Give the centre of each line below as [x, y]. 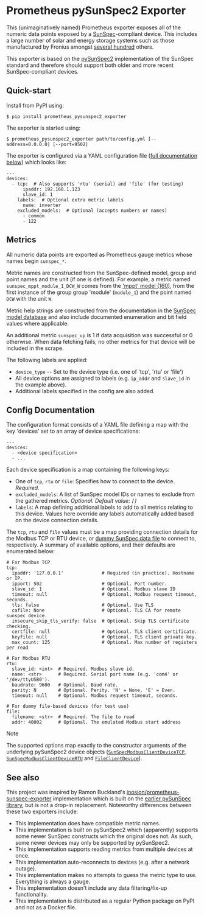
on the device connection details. [57, 520]
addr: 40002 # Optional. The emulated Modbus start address [97, 722]
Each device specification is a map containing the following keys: [88, 470]
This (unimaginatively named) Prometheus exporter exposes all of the [94, 27]
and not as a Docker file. [46, 907]
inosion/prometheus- [153, 792]
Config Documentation [51, 410]
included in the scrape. [35, 348]
